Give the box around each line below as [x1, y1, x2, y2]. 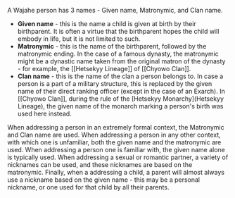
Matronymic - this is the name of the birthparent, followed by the [17, 42, 207, 50]
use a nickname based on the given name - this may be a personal [7, 175, 201, 184]
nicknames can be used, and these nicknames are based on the [7, 161, 193, 168]
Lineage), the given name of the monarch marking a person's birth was [17, 102, 224, 110]
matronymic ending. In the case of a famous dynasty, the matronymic [17, 49, 220, 58]
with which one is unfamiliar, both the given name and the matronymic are [7, 138, 222, 147]
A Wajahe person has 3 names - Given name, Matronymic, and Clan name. [7, 6, 223, 14]
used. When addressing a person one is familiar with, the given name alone [7, 146, 225, 154]
